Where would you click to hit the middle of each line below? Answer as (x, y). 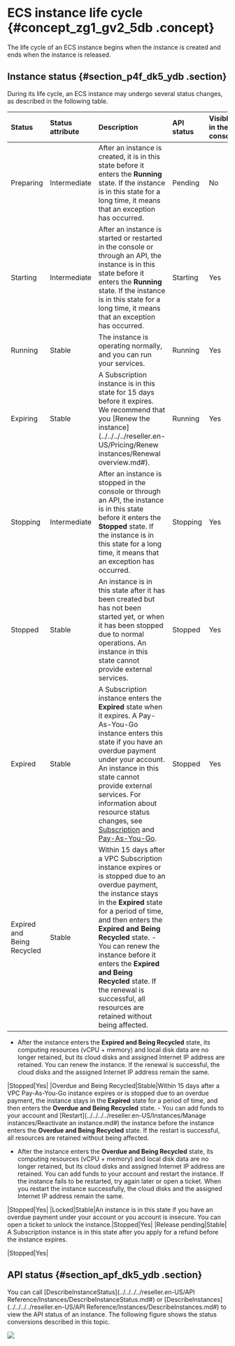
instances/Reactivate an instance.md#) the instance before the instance (111, 1122)
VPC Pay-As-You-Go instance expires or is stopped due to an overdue (108, 1093)
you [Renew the (124, 419)
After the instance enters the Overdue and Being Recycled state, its (115, 1151)
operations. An (122, 643)
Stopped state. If (126, 526)
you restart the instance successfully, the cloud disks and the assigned (120, 1188)
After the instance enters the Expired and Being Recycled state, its (114, 1042)
